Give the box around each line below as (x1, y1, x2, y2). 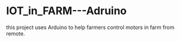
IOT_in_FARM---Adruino (6, 4, 127, 18)
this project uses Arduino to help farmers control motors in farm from (6, 24, 175, 31)
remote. (6, 30, 25, 37)
